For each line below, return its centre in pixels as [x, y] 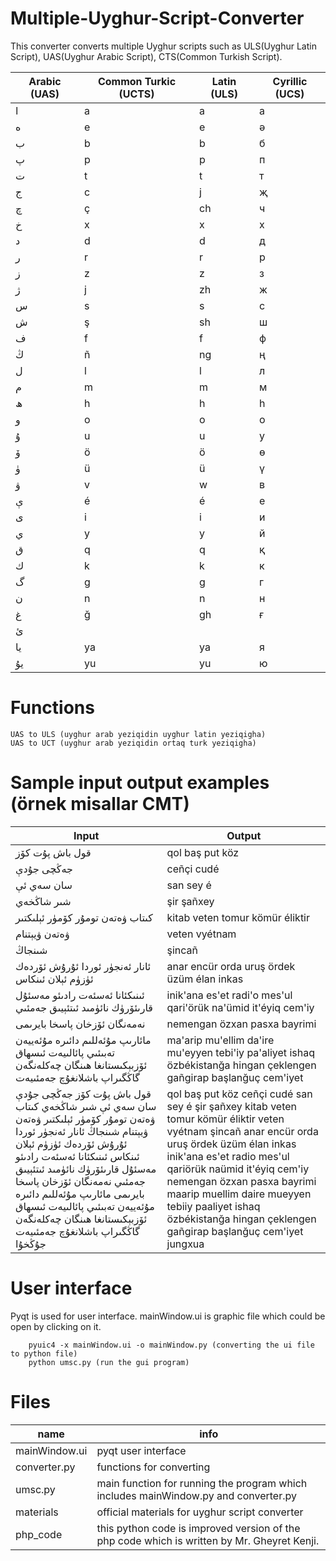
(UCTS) [136, 94]
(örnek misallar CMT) [100, 804]
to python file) [44, 1353]
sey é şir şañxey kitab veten [232, 1106]
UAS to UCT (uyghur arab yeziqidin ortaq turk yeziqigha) [133, 743]
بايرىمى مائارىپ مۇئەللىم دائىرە [80, 1194]
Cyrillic [290, 81]
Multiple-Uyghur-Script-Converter [157, 18]
